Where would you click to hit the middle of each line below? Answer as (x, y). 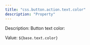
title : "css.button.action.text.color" (45, 10)
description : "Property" (30, 14)
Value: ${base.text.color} (32, 38)
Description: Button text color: (35, 28)
